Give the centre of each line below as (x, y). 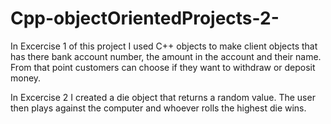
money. (26, 78)
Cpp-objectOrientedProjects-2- (145, 18)
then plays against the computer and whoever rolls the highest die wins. (158, 108)
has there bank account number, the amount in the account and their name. (166, 56)
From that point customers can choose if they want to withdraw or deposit (163, 67)
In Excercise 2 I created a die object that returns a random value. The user (163, 97)
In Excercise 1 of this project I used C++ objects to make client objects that (164, 46)
